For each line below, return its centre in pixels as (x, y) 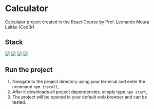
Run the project (29, 70)
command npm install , (36, 86)
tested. (19, 102)
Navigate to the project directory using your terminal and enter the (78, 81)
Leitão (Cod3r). (20, 27)
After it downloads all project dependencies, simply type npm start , (80, 92)
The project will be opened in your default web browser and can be (80, 97)
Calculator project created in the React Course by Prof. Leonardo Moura (77, 22)
